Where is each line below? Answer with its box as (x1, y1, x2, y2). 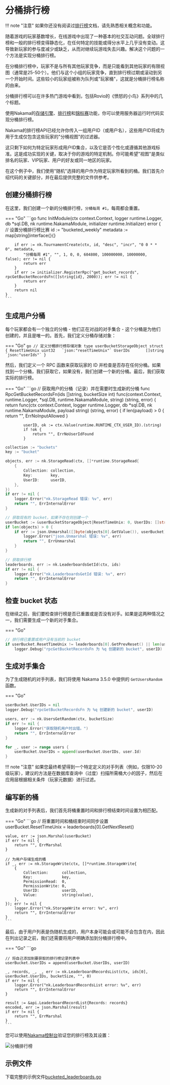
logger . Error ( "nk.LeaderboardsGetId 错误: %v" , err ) (14, 571, 126, 577)
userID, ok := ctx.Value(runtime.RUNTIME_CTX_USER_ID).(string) (23, 422, 162, 427)
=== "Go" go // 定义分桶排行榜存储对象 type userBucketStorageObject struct (5, 343, 163, 349)
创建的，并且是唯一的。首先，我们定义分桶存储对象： (5, 332, 116, 338)
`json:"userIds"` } (5, 352, 47, 357)
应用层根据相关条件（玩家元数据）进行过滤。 (5, 777, 99, 783)
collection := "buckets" (5, 445, 58, 450)
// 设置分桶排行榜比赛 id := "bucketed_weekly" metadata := (5, 227, 128, 233)
